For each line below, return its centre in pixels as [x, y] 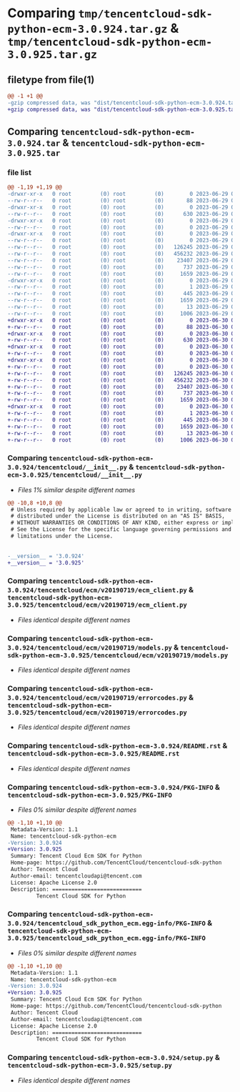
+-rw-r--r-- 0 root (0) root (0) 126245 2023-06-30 [118, 373]
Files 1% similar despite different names [76, 490]
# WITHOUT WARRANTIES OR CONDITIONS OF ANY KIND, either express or [115, 523]
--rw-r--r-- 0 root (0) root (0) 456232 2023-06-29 [118, 254]
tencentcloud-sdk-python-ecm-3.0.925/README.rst [94, 754]
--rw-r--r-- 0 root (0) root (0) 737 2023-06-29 [118, 267]
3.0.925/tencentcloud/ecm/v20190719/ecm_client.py [97, 605]
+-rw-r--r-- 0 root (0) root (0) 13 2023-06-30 [118, 433]
